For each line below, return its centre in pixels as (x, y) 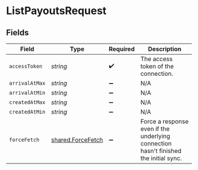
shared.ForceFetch (77, 140)
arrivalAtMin (27, 93)
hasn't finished (161, 151)
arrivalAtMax (27, 83)
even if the (155, 129)
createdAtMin (27, 112)
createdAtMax (27, 102)
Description (165, 49)
